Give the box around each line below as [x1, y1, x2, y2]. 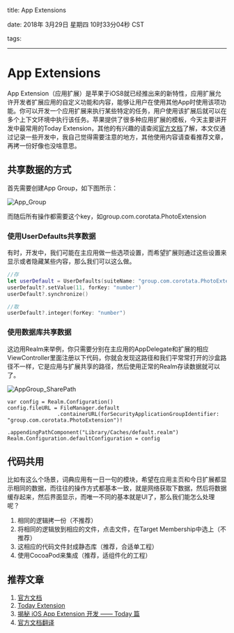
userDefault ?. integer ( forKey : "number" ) [7, 310, 127, 317]
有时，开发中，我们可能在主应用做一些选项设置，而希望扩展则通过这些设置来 [7, 248, 227, 257]
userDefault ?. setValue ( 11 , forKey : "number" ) [7, 284, 141, 291]
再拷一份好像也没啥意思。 [7, 141, 81, 149]
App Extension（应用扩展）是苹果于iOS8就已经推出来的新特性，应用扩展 [7, 89, 216, 97]
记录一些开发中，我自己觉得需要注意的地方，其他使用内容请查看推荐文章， [13, 133, 227, 141]
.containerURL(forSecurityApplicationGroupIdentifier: [56, 410, 219, 417]
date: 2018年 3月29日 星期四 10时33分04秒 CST [7, 20, 145, 29]
